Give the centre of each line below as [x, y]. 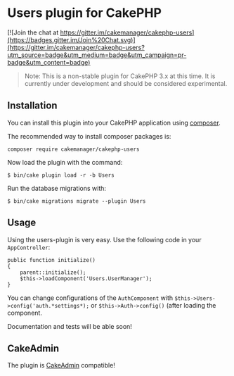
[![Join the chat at [33, 32]
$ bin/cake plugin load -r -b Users [61, 175]
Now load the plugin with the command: [65, 162]
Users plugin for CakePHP [84, 13]
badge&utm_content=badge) [49, 62]
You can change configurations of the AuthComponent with [90, 298]
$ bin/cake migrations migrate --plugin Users [77, 201]
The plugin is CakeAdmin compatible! [61, 365]
